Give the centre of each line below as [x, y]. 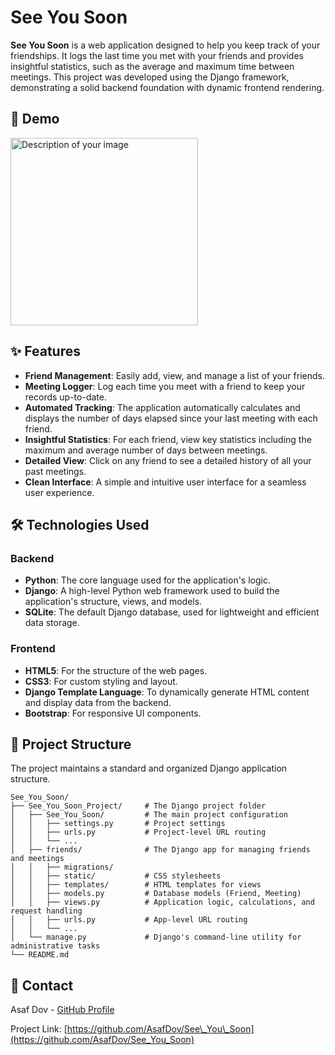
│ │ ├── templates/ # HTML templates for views [136, 885]
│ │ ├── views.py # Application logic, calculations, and [162, 902]
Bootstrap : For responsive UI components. [113, 713]
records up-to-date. [65, 397]
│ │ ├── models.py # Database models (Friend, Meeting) [156, 894]
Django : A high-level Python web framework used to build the [152, 591]
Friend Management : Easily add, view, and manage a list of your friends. [174, 375]
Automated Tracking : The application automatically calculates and [162, 407]
